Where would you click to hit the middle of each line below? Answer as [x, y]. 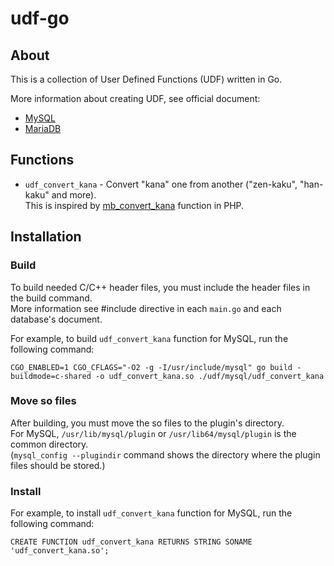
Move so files [43, 401]
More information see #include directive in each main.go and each [146, 308]
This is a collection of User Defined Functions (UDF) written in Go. [146, 79]
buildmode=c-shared [51, 376]
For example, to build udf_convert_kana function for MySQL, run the [149, 338]
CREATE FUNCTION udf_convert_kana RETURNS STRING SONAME [131, 542]
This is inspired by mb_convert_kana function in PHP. [134, 205]
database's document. [56, 319]
